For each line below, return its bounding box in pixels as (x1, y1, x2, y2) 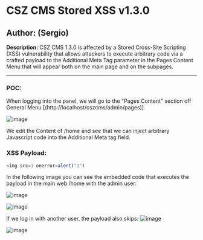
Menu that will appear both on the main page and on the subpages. (6, 63, 173, 70)
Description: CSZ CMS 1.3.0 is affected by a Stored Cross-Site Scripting (6, 44, 186, 51)
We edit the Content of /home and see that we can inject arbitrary (6, 128, 170, 135)
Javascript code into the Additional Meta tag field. (6, 134, 131, 141)
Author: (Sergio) (6, 28, 69, 38)
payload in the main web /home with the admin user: (6, 180, 137, 187)
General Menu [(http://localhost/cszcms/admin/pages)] (6, 104, 144, 111)
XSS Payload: (6, 149, 47, 157)
